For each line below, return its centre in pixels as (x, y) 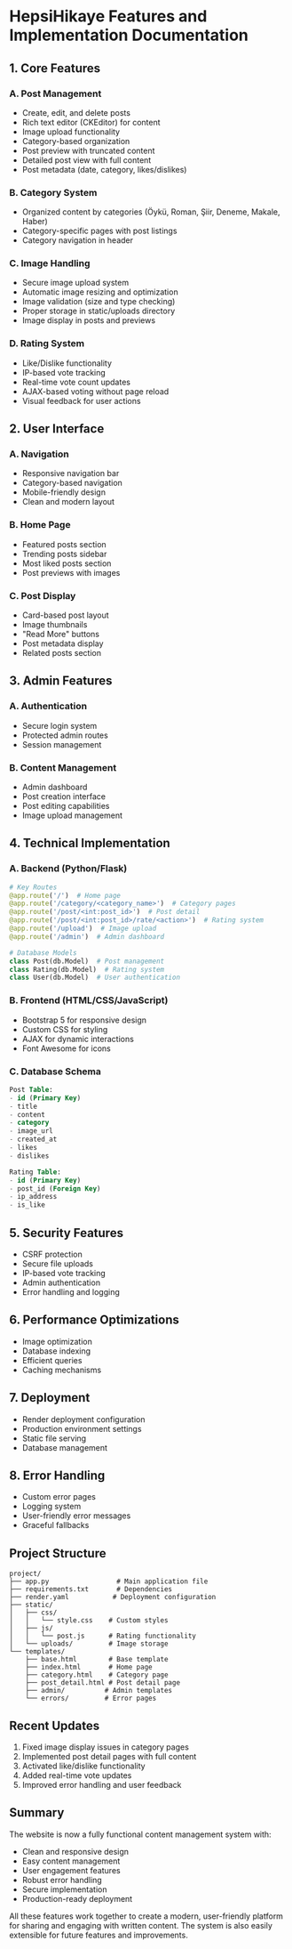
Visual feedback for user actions (81, 400)
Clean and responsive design (75, 1851)
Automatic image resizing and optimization (100, 292)
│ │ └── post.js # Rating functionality (103, 1636)
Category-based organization (76, 141)
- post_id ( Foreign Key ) (55, 1189)
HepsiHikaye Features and (108, 16)
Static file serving (54, 1438)
